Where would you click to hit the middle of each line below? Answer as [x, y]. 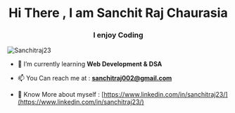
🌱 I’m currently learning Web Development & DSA [90, 64]
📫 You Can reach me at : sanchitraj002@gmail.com [95, 78]
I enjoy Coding [118, 35]
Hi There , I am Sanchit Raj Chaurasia [118, 13]
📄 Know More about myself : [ [61, 95]
